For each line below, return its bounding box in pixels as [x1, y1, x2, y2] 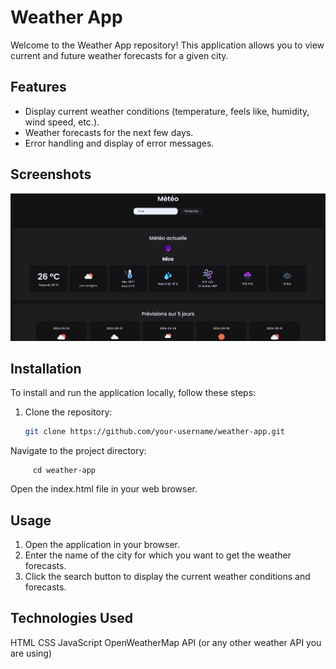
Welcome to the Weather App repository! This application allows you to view [10, 39, 325, 51]
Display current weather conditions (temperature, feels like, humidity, [24, 105, 310, 117]
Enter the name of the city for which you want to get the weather [24, 549, 292, 561]
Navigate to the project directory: [10, 445, 147, 457]
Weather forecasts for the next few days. [24, 126, 194, 138]
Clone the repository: [24, 406, 113, 418]
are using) [10, 647, 53, 659]
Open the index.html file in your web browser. [10, 483, 198, 495]
